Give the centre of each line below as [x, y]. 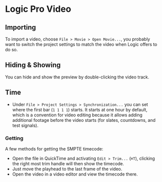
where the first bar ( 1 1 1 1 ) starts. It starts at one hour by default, [80, 109]
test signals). [25, 125]
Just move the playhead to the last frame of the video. [67, 169]
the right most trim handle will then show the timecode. [68, 163]
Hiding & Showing [33, 65]
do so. [12, 50]
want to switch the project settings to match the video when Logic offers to [81, 44]
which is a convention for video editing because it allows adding [77, 115]
